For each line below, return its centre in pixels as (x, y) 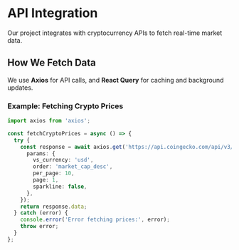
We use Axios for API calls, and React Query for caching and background (116, 80)
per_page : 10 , (54, 173)
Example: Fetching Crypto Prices (65, 106)
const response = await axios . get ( (73, 147)
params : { (41, 153)
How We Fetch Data (52, 63)
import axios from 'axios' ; (49, 121)
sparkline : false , (60, 187)
